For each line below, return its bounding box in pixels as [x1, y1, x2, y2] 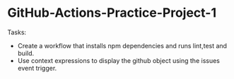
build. [17, 49, 35, 57]
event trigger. [17, 64, 57, 72]
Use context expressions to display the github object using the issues [17, 56, 221, 64]
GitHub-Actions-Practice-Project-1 [7, 5, 217, 21]
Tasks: [7, 28, 27, 36]
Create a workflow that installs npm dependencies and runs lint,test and [17, 41, 228, 50]
